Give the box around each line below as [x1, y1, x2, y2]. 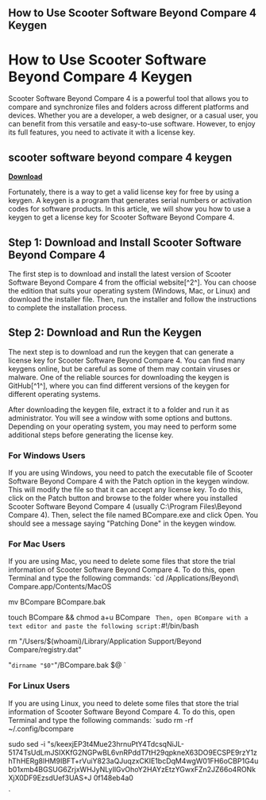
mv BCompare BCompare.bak [8, 597, 106, 607]
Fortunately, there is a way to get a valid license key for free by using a [8, 187, 240, 197]
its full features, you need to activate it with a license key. [8, 127, 196, 138]
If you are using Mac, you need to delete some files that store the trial [8, 557, 236, 566]
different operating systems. [8, 389, 101, 398]
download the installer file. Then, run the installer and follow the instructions [8, 294, 256, 304]
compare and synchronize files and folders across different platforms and [8, 103, 249, 112]
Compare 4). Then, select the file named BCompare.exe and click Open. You [8, 511, 259, 520]
